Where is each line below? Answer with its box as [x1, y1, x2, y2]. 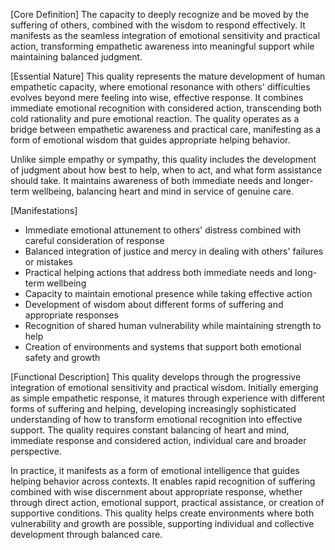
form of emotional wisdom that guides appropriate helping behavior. [10, 134, 291, 146]
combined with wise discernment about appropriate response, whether [10, 486, 303, 498]
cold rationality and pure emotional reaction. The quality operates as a [10, 113, 300, 124]
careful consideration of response [24, 235, 165, 246]
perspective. [10, 445, 62, 457]
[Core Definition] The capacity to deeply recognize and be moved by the [10, 9, 310, 20]
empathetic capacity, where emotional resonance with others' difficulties [10, 81, 311, 93]
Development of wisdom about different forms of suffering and [24, 299, 284, 310]
